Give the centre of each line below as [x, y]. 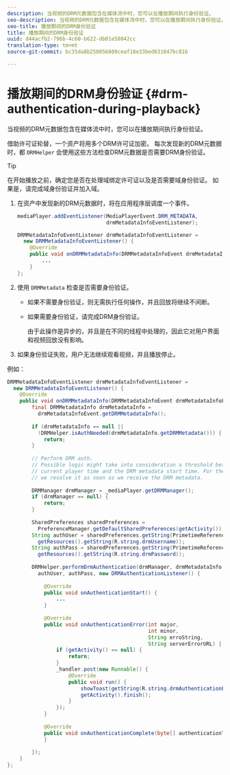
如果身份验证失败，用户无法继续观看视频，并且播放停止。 [98, 354]
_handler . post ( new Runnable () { [102, 670]
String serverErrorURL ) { [185, 644]
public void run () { [98, 682]
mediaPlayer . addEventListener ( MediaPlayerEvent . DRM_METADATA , [107, 216]
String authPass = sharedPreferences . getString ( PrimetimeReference [130, 548]
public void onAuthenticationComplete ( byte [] [110, 733]
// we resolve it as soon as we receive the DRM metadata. [118, 478]
